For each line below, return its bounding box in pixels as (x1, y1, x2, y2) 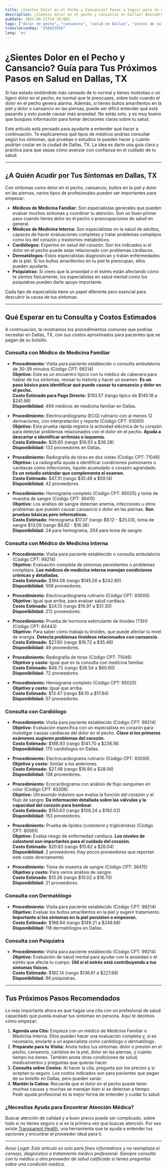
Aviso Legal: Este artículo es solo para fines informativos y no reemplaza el (5, 1145, 160, 1152)
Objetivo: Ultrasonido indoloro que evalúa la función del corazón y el (12, 792, 154, 798)
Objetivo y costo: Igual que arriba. (12, 685, 83, 691)
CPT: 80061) (12, 828, 38, 834)
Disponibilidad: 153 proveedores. (12, 813, 81, 819)
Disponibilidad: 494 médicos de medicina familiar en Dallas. (12, 403, 137, 409)
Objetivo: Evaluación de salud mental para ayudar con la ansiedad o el (12, 954, 158, 960)
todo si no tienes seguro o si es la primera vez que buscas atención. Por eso (5, 1120, 162, 1127)
